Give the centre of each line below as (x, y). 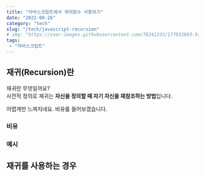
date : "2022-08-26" (31, 18)
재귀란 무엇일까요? (28, 88)
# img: (15, 35)
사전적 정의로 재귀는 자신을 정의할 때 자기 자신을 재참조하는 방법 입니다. (89, 96)
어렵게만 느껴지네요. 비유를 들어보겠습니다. (57, 109)
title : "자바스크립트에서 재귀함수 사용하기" (55, 12)
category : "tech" (28, 23)
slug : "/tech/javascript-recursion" (53, 29)
